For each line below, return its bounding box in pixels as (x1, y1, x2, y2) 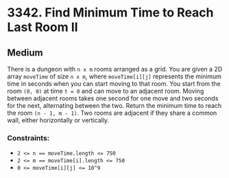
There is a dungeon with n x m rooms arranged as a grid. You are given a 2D (7, 65, 223, 73)
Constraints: (7, 133, 50, 142)
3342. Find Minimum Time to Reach (7, 5, 214, 21)
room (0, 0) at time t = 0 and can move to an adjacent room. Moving (7, 87, 204, 95)
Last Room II (7, 19, 78, 35)
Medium (7, 47, 43, 58)
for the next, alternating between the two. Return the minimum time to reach (7, 102, 222, 109)
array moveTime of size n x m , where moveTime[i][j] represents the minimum (7, 72, 221, 80)
